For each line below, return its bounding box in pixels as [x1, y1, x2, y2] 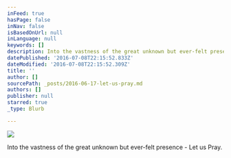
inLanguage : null [7, 36, 57, 42]
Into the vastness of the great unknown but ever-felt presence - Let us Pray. [7, 143, 223, 151]
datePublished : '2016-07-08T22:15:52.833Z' [7, 55, 134, 62]
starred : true [7, 99, 48, 106]
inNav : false [7, 23, 45, 29]
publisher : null [7, 93, 54, 100]
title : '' [7, 67, 36, 74]
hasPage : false [7, 16, 51, 23]
